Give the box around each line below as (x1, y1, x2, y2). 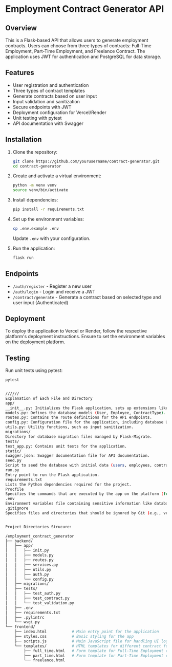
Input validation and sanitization (12, 98, 80, 104)
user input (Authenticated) (12, 299, 69, 306)
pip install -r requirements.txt (12, 207, 84, 212)
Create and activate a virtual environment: (12, 173, 101, 179)
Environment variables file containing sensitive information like (5, 501, 153, 506)
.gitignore (5, 506, 29, 511)
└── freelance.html (24, 658, 66, 663)
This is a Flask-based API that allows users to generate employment (5, 37, 148, 43)
